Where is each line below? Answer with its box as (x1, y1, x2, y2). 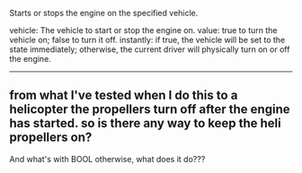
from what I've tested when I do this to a (9, 88, 238, 103)
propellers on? (9, 130, 93, 145)
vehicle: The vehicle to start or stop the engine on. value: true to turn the (9, 25, 278, 35)
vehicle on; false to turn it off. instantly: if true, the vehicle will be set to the (9, 35, 286, 45)
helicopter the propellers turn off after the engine (9, 102, 290, 117)
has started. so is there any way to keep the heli (9, 116, 281, 131)
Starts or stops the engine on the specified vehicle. (9, 8, 199, 18)
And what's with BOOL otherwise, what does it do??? (9, 153, 206, 164)
